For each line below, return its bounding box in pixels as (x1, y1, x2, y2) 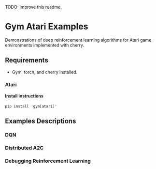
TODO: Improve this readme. (5, 4, 62, 10)
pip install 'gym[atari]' (5, 104, 57, 108)
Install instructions (5, 93, 43, 99)
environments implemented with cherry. (5, 42, 85, 48)
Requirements (5, 56, 48, 64)
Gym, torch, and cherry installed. (12, 69, 78, 75)
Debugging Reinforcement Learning (5, 157, 91, 164)
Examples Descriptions (5, 117, 76, 125)
